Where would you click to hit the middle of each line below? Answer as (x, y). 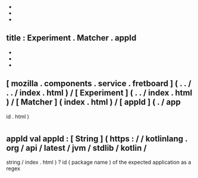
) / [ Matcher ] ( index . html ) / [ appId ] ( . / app (94, 102)
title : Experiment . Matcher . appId (71, 38)
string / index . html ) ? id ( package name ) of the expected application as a (99, 162)
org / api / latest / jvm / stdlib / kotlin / (76, 148)
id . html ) (18, 116)
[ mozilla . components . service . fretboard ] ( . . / (99, 84)
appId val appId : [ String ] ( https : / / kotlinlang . (97, 139)
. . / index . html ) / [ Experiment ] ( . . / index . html (99, 93)
